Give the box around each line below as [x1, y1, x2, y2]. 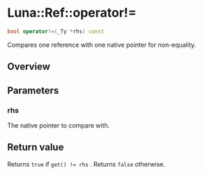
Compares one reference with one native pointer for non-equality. [7, 40, 197, 49]
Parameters [7, 84, 59, 96]
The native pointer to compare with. [7, 121, 110, 130]
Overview [7, 61, 51, 73]
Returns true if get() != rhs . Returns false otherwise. [7, 160, 165, 168]
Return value [7, 142, 64, 153]
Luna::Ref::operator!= [7, 5, 137, 21]
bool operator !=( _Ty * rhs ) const [7, 28, 105, 35]
